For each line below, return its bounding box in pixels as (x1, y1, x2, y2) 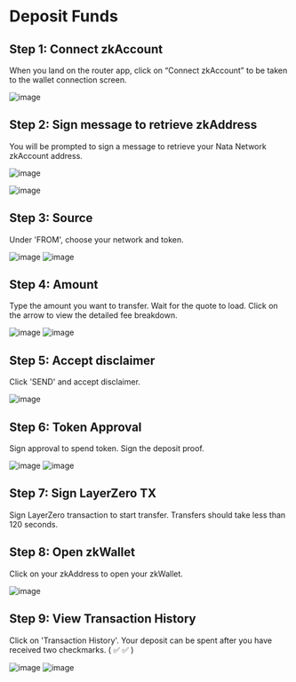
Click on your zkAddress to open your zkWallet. (9, 568, 184, 579)
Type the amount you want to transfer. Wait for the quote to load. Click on (9, 300, 278, 312)
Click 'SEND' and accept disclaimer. (9, 377, 140, 387)
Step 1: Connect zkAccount (9, 42, 163, 57)
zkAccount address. (9, 150, 83, 161)
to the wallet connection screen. (9, 75, 127, 85)
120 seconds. (9, 519, 59, 529)
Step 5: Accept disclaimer (9, 353, 156, 368)
